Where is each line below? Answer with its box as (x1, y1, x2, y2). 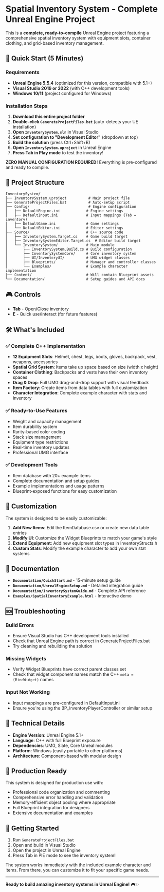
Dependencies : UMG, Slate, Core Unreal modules (12, 743, 113, 748)
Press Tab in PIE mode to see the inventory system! (12, 853, 116, 858)
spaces (12, 374, 28, 380)
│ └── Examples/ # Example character (5, 264, 128, 269)
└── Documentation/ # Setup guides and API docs (5, 277, 146, 281)
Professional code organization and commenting (12, 789, 110, 795)
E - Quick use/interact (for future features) (12, 311, 98, 317)
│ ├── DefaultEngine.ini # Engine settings (5, 208, 124, 213)
